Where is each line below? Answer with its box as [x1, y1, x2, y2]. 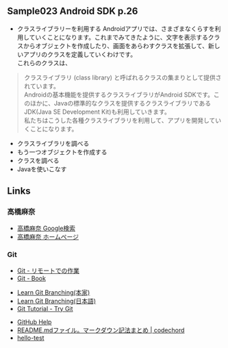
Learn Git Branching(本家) [16, 288, 90, 297]
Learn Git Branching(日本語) [16, 297, 97, 305]
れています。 [23, 82, 60, 90]
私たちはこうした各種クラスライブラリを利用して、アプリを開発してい [23, 116, 221, 124]
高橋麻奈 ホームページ [16, 232, 79, 240]
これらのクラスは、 [16, 58, 72, 67]
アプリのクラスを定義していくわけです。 [23, 50, 137, 58]
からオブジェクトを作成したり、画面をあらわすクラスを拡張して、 [23, 41, 209, 50]
